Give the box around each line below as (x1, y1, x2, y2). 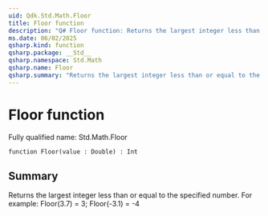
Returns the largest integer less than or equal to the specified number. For (8, 190, 253, 200)
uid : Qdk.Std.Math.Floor (8, 11, 91, 20)
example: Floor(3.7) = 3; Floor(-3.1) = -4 (8, 199, 140, 209)
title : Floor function (8, 19, 84, 27)
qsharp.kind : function (8, 42, 84, 50)
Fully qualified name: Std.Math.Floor (8, 132, 128, 142)
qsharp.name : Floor (8, 64, 74, 72)
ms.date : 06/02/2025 (8, 34, 78, 42)
